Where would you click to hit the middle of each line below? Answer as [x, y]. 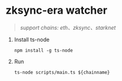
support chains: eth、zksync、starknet [68, 27]
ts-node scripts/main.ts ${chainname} [62, 72]
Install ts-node [32, 39]
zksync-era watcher [57, 10]
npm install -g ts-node [44, 50]
